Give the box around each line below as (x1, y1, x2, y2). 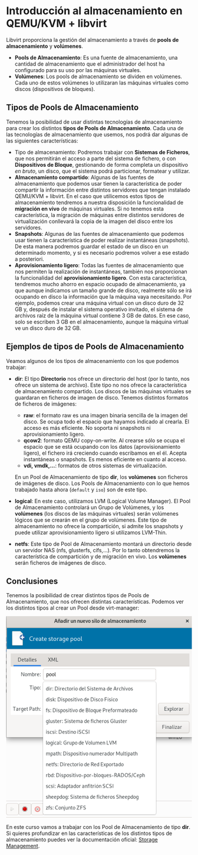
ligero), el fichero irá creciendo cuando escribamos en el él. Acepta (23, 449, 187, 456)
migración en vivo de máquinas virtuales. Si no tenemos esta (14, 205, 164, 212)
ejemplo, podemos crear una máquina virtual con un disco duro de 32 (14, 299, 184, 306)
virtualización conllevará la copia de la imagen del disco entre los (14, 218, 173, 225)
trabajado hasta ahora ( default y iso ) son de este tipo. (14, 486, 148, 493)
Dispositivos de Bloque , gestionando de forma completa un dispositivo (14, 161, 189, 168)
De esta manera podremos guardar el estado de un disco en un (14, 242, 169, 250)
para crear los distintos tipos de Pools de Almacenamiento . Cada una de (6, 124, 184, 131)
